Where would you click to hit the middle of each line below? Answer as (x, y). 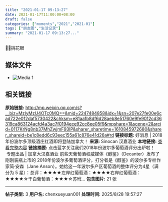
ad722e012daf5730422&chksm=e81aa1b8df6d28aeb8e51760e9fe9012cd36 (83, 118)
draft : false (19, 19)
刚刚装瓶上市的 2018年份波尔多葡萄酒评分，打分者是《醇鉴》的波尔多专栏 (81, 160)
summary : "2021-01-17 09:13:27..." (42, 33)
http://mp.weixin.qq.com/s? (54, 107)
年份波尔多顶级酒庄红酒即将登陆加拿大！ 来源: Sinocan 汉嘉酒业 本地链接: (81, 141)
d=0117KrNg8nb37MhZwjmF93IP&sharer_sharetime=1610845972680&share (83, 129)
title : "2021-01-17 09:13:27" (37, 10)
